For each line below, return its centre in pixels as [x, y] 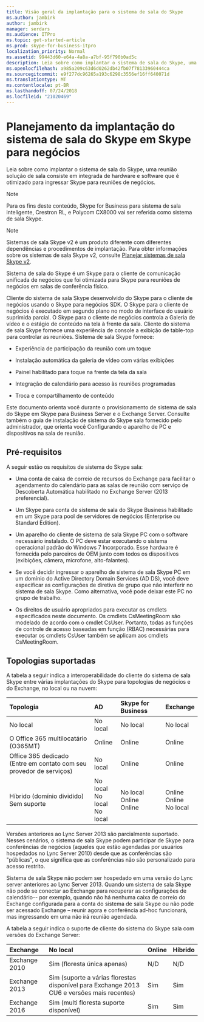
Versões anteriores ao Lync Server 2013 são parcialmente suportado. [93, 834]
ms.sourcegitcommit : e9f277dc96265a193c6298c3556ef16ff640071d [88, 74]
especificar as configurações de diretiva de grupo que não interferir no [104, 585]
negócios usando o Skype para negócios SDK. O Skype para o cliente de [97, 304]
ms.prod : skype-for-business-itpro [51, 46]
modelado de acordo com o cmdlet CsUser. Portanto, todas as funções [104, 622]
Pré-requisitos [34, 452]
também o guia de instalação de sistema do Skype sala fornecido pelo [94, 420]
